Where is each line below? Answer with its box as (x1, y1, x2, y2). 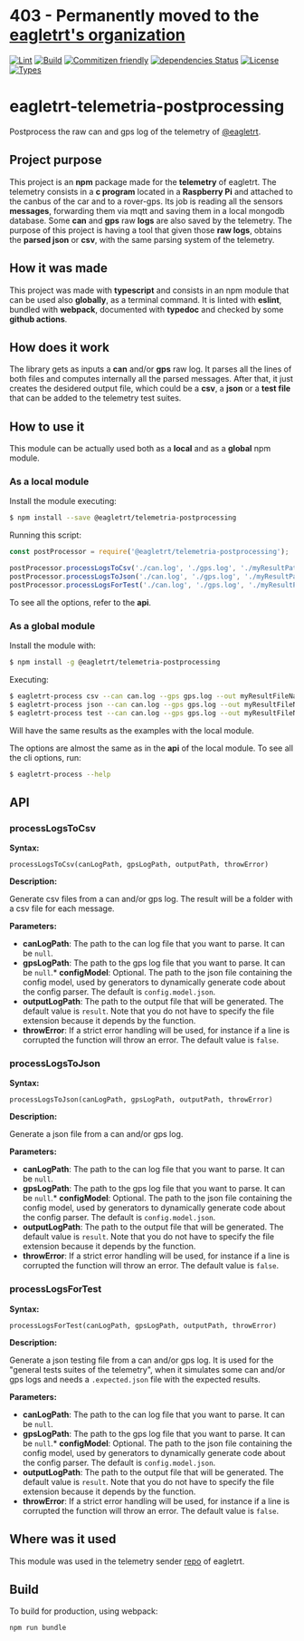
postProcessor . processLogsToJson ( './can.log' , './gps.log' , (9, 572, 242, 581)
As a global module (9, 619, 96, 632)
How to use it (9, 419, 85, 434)
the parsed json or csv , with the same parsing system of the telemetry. (9, 234, 275, 245)
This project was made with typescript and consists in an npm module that (9, 285, 290, 296)
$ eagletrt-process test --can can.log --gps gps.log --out (9, 708, 242, 717)
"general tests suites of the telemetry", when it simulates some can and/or (9, 1364, 286, 1374)
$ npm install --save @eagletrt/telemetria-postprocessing (9, 513, 237, 522)
